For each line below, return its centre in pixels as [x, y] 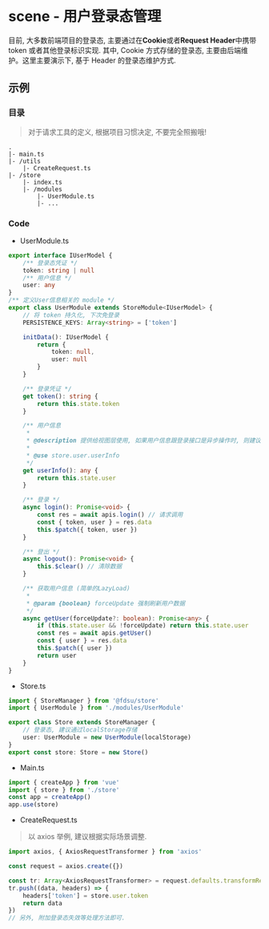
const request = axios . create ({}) [66, 866]
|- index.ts [42, 182]
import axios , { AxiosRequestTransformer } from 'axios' [105, 852]
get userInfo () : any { [60, 470]
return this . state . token [78, 404]
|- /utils [25, 161]
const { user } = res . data [82, 641]
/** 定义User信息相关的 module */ [62, 300]
